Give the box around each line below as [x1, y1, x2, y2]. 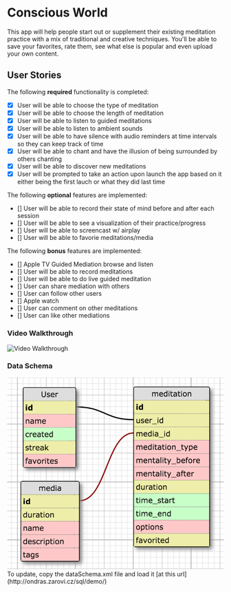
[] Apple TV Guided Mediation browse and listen [16, 260, 153, 269]
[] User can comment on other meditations [16, 304, 138, 312]
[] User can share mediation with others [16, 282, 130, 290]
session [16, 212, 40, 220]
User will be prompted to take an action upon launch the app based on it [16, 170, 222, 178]
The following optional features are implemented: [7, 191, 148, 199]
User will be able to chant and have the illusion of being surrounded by [16, 147, 218, 155]
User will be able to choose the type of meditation [16, 101, 159, 109]
